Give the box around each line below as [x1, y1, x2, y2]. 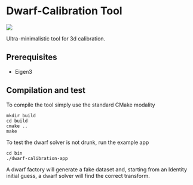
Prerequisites [6, 52, 57, 62]
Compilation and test [6, 85, 85, 96]
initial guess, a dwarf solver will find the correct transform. [6, 172, 151, 179]
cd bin [6, 150, 23, 156]
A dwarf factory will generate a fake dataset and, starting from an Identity [6, 165, 187, 173]
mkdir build [6, 112, 36, 118]
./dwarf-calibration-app [6, 155, 68, 161]
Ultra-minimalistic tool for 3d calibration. [6, 35, 106, 42]
